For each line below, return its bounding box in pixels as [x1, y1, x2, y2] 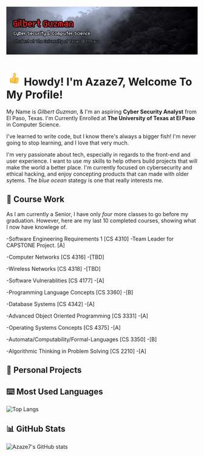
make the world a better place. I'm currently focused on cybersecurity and [6, 163, 192, 171]
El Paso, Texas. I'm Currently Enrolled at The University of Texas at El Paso [6, 114, 195, 121]
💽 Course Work [6, 194, 65, 205]
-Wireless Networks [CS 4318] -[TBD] [6, 265, 101, 272]
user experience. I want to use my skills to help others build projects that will [6, 157, 197, 165]
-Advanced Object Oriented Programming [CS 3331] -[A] [6, 312, 149, 319]
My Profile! [6, 88, 63, 102]
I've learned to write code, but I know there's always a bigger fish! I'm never [6, 132, 196, 140]
